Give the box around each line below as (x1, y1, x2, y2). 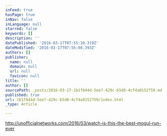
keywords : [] (5, 31, 33, 36)
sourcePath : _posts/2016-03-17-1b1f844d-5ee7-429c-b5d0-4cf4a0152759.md (5, 87, 162, 93)
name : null (10, 59, 33, 64)
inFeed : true (5, 7, 33, 13)
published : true (5, 92, 40, 97)
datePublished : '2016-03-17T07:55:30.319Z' (5, 41, 99, 46)
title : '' (5, 78, 26, 83)
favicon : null (10, 74, 40, 79)
